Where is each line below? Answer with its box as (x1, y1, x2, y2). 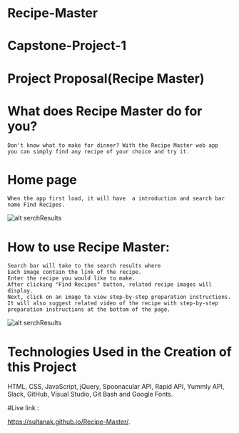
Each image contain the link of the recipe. (7, 269, 142, 276)
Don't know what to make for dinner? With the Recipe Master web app (7, 141, 219, 149)
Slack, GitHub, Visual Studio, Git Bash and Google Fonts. (7, 390, 173, 399)
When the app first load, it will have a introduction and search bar (7, 195, 225, 203)
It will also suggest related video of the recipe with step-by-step (7, 300, 219, 307)
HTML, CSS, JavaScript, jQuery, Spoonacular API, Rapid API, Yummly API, (7, 382, 225, 391)
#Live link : (7, 404, 39, 412)
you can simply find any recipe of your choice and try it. (7, 148, 190, 155)
